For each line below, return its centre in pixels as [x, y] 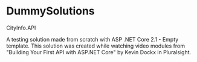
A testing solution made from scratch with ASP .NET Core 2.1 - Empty [92, 39]
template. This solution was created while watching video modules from [96, 46]
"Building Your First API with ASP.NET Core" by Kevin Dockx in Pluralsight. [99, 52]
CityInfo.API [21, 28]
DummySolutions [50, 11]
